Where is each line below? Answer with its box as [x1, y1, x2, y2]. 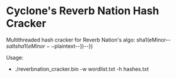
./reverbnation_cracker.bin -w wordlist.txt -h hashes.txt [14, 65, 149, 72]
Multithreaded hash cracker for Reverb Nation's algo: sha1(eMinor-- [6, 36, 171, 43]
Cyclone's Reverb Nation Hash [6, 4, 159, 18]
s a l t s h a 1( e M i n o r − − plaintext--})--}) [6, 43, 93, 50]
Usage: [6, 54, 24, 61]
